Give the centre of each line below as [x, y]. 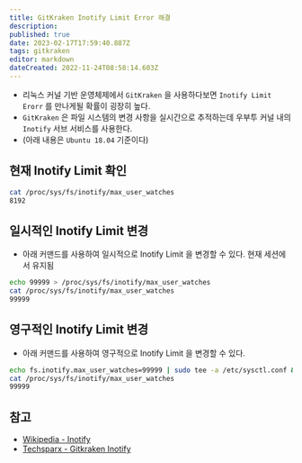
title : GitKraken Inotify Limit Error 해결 [90, 18]
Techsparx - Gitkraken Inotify [77, 449]
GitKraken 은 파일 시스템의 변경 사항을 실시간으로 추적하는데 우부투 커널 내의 [157, 117]
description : [34, 26]
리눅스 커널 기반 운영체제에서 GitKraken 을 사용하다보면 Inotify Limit [147, 95]
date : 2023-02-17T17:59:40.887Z [70, 43]
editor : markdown [42, 59]
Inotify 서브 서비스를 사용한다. [77, 128]
